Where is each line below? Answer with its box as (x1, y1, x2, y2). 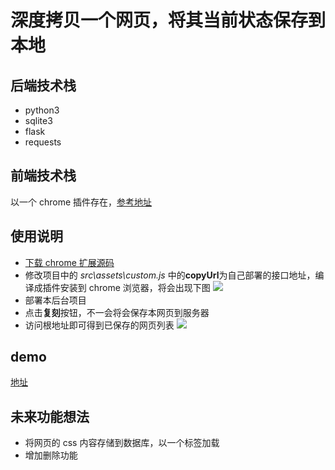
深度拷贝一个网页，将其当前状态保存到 (10, 9, 327, 32)
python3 (24, 104, 60, 116)
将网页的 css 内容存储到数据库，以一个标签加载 (24, 437, 220, 449)
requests (24, 136, 62, 148)
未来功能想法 (10, 408, 90, 425)
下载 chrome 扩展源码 (24, 256, 115, 268)
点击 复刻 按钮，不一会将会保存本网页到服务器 (24, 306, 210, 318)
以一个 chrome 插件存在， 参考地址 (10, 196, 153, 208)
